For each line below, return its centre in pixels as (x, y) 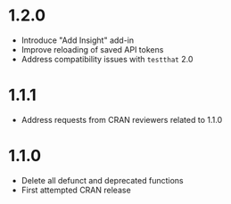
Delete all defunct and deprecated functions (102, 180)
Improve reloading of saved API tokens (92, 49)
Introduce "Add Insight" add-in (78, 40)
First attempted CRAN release (76, 190)
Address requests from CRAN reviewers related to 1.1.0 (122, 119)
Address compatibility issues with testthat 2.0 (107, 59)
